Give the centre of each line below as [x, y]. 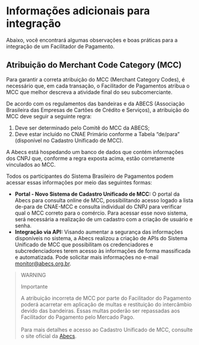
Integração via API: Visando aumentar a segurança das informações [99, 232]
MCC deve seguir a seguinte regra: [49, 116]
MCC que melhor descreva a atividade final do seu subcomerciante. [89, 92]
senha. [23, 225]
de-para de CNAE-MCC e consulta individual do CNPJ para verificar [98, 206]
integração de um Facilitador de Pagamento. [60, 46]
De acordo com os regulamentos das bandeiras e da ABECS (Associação [96, 103]
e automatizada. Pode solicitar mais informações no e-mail [86, 257]
